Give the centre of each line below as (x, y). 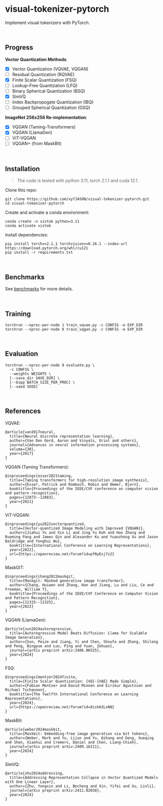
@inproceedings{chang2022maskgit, (40, 576)
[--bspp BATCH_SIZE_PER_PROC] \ (42, 382)
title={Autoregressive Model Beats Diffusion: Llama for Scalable (78, 633)
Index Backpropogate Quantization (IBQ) (53, 102)
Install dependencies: (27, 235)
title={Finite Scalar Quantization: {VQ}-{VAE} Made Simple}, (74, 681)
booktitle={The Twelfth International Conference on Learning (74, 694)
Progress (19, 48)
